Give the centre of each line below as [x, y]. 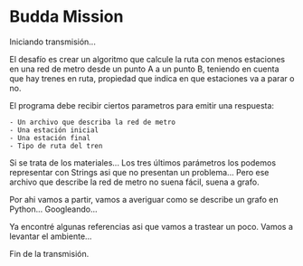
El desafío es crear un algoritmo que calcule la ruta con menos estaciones [147, 59]
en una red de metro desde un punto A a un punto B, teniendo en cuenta [144, 69]
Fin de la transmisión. [49, 253]
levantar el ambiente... [51, 236]
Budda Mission [66, 17]
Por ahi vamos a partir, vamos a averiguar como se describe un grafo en [144, 199]
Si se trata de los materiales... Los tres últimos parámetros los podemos [143, 162]
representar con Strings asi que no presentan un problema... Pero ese [139, 172]
